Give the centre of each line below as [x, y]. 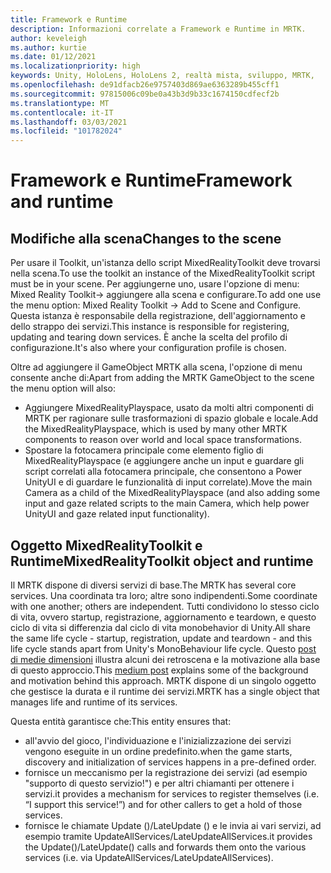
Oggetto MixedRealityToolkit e [106, 545]
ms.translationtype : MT [60, 103]
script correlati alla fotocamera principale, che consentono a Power [163, 472]
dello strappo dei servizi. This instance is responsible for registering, [150, 327]
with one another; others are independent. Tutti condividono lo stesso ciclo [165, 606]
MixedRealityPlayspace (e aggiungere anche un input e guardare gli [164, 461]
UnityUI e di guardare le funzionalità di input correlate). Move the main [168, 482]
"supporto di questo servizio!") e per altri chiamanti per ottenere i [159, 783]
